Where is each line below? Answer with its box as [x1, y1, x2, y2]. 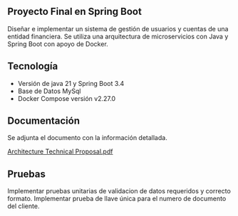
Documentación [7, 115, 81, 127]
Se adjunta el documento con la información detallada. [7, 134, 167, 142]
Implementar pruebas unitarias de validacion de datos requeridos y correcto [7, 187, 232, 195]
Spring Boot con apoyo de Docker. [7, 39, 108, 48]
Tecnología [7, 60, 58, 72]
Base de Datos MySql [17, 87, 81, 95]
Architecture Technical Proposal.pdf [7, 147, 113, 156]
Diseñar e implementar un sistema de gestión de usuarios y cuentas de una [7, 24, 229, 33]
